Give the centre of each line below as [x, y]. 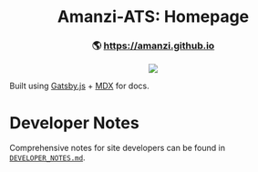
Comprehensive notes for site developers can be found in [118, 148]
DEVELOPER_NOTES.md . [47, 157]
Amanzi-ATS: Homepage [153, 17]
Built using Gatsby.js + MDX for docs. [79, 86]
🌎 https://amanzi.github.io [153, 46]
